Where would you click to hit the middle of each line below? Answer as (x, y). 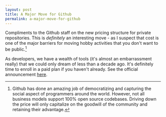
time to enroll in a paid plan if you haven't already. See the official (72, 69)
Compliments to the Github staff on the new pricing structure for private (78, 33)
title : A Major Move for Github (38, 14)
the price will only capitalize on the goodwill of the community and (80, 104)
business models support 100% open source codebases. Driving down (84, 99)
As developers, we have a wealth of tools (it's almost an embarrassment (79, 59)
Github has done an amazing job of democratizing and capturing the (82, 88)
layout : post (19, 10)
